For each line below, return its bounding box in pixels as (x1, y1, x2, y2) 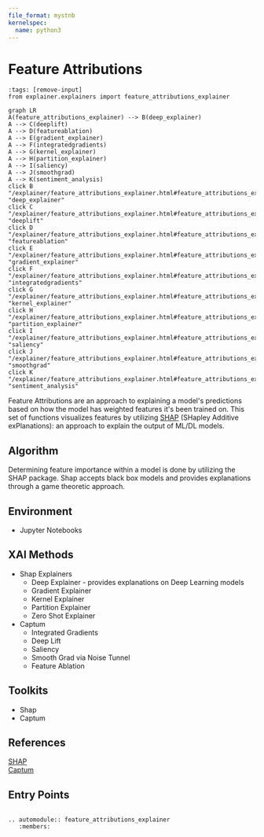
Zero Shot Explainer (31, 611, 96, 620)
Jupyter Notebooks (19, 525, 82, 535)
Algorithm (8, 444, 59, 457)
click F (8, 265, 34, 273)
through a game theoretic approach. (8, 482, 126, 491)
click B (8, 183, 34, 191)
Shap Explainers (19, 568, 72, 579)
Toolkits (8, 684, 49, 698)
